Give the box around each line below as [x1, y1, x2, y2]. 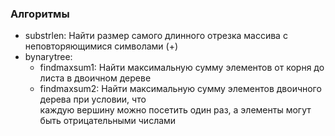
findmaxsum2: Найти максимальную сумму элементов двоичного [39, 83, 322, 95]
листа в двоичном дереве [39, 72, 152, 84]
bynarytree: [24, 51, 73, 63]
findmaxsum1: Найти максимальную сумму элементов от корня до [39, 62, 325, 74]
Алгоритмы [10, 7, 70, 21]
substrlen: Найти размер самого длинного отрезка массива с [24, 30, 288, 42]
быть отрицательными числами [39, 115, 177, 127]
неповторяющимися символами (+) [24, 40, 179, 52]
